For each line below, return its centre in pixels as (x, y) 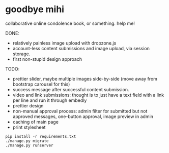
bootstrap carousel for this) (41, 84)
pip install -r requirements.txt (41, 136)
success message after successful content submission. (71, 89)
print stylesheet (29, 127)
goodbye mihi (35, 9)
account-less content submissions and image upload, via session (81, 48)
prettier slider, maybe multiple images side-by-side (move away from (85, 79)
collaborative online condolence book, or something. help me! (70, 23)
